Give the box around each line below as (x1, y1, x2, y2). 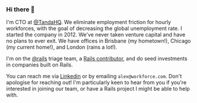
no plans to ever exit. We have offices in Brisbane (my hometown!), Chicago (6, 38, 191, 45)
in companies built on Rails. (6, 61, 73, 68)
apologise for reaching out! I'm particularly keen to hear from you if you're (6, 79, 187, 86)
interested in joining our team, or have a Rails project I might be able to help (6, 85, 190, 92)
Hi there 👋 (6, 5, 35, 14)
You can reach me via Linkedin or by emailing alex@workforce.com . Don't (6, 73, 182, 80)
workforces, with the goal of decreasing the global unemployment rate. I (6, 25, 182, 32)
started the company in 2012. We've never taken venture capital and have (6, 31, 186, 38)
